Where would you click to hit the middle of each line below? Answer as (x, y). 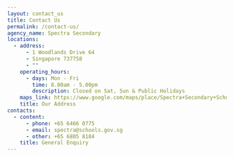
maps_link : (36, 98)
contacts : (22, 110)
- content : (29, 117)
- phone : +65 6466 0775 (60, 123)
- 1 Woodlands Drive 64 (60, 53)
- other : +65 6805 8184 (60, 136)
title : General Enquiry (54, 143)
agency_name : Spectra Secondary (54, 33)
